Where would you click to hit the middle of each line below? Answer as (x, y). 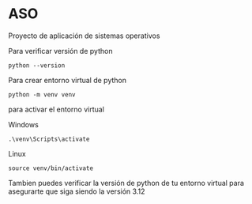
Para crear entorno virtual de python (68, 80)
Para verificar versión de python (60, 51)
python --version (37, 65)
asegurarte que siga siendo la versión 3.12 (77, 191)
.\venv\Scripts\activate (49, 139)
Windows (24, 124)
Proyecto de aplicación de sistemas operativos (84, 36)
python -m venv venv (42, 94)
